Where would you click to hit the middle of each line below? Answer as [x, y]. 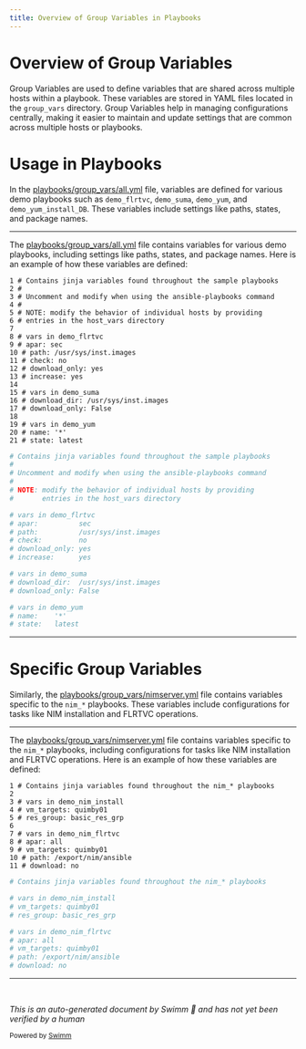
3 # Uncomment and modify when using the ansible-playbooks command [142, 296]
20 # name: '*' [38, 432]
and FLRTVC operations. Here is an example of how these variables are [143, 760]
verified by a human [47, 1019]
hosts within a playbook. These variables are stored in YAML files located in [151, 98]
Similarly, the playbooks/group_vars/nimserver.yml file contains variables [146, 695]
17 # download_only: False [61, 408]
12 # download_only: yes [56, 369]
